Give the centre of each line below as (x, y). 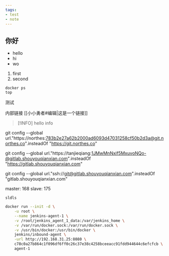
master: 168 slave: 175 (28, 189)
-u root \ (25, 211)
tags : (11, 10)
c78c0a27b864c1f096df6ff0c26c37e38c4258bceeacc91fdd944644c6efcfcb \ (89, 244)
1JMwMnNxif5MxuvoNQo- (119, 153)
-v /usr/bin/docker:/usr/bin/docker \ (55, 230)
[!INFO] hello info (35, 123)
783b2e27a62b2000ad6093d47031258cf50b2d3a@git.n (105, 138)
